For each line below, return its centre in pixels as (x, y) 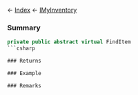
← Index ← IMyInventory (42, 10)
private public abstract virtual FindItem (69, 42)
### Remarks (24, 85)
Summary (24, 28)
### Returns (24, 61)
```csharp (21, 49)
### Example (24, 73)
